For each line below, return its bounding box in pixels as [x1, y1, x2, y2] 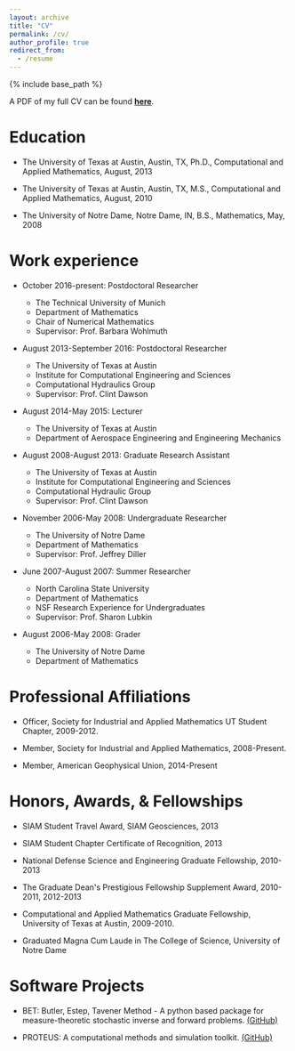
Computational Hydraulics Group [35, 379, 155, 390]
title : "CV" [9, 21, 53, 30]
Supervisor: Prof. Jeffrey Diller [35, 548, 147, 559]
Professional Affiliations [9, 687, 191, 707]
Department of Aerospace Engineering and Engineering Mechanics [35, 433, 282, 443]
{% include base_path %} [9, 79, 103, 89]
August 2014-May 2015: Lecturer [21, 406, 143, 416]
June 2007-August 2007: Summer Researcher [21, 566, 191, 577]
